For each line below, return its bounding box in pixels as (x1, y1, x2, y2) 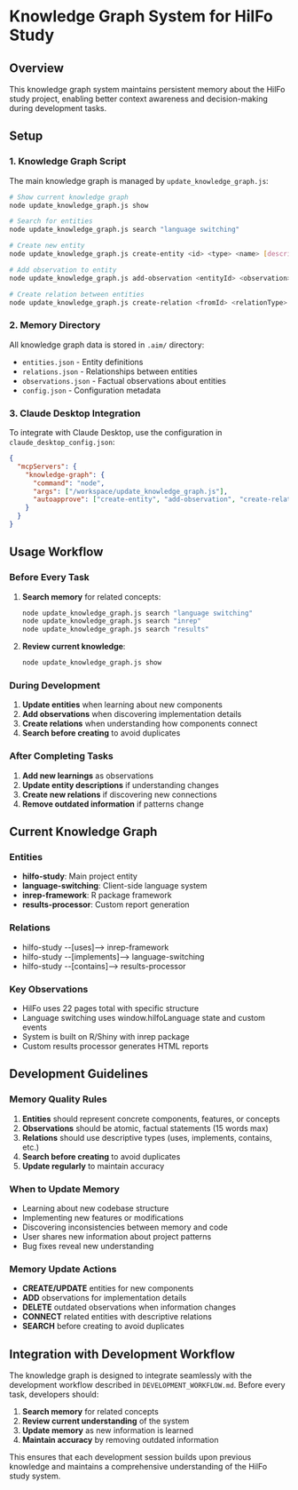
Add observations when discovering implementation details (21, 709, 242, 720)
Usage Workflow (9, 545, 104, 560)
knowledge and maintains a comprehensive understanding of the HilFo (9, 1462, 268, 1472)
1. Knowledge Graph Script (9, 155, 127, 168)
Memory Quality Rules (9, 1093, 108, 1105)
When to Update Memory (9, 1183, 120, 1195)
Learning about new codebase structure (21, 1202, 169, 1214)
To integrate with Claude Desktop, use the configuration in (9, 427, 223, 438)
